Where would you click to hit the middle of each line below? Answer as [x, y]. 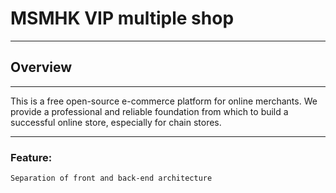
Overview [41, 67]
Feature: [31, 157]
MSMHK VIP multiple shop [122, 18]
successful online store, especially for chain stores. [116, 122]
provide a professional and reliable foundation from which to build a [149, 111]
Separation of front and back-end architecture [111, 178]
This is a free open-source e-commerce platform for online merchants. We [164, 101]
